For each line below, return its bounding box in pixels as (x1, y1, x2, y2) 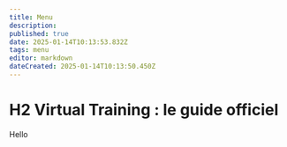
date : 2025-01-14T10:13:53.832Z (9, 37, 128, 47)
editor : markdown (9, 54, 73, 62)
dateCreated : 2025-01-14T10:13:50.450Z (9, 62, 156, 71)
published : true (9, 29, 69, 38)
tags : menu (9, 46, 49, 55)
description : (9, 21, 57, 30)
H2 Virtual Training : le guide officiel (9, 100, 279, 120)
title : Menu (9, 12, 53, 22)
